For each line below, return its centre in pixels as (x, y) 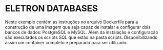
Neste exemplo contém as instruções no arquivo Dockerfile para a (71, 22)
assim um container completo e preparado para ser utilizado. (66, 42)
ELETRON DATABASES (51, 8)
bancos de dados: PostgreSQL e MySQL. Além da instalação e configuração (82, 32)
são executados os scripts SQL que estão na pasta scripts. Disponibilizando (81, 37)
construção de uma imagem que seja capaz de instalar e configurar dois (78, 27)
